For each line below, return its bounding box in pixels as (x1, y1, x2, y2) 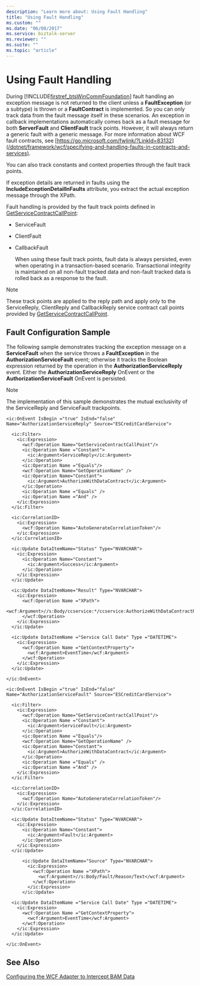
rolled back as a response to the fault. (14, 274, 108, 281)
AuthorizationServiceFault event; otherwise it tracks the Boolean (6, 356, 168, 363)
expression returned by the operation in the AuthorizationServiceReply (6, 362, 183, 369)
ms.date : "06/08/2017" (6, 25, 62, 32)
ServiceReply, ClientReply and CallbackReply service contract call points (6, 304, 185, 311)
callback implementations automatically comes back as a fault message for (6, 118, 190, 125)
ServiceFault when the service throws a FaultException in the (6, 349, 160, 357)
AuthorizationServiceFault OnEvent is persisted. (6, 375, 127, 382)
